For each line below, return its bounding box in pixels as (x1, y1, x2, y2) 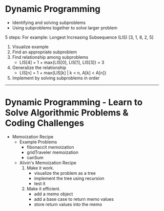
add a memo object (34, 191, 73, 197)
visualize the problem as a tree (34, 170, 96, 176)
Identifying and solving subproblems (12, 20, 86, 25)
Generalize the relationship (12, 65, 67, 70)
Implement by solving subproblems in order (12, 75, 100, 81)
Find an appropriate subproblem (12, 49, 77, 55)
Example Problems (19, 139, 57, 145)
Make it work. (26, 165, 55, 171)
